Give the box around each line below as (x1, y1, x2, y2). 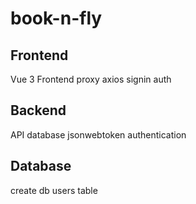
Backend (10, 102, 67, 119)
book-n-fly (10, 7, 103, 30)
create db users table (10, 184, 98, 196)
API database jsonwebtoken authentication (10, 128, 187, 141)
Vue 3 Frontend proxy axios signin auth (10, 73, 172, 85)
